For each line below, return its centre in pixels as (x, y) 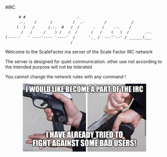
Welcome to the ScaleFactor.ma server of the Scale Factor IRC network (79, 52)
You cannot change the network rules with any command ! (66, 77)
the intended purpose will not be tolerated (49, 67)
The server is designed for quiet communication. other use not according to (84, 62)
